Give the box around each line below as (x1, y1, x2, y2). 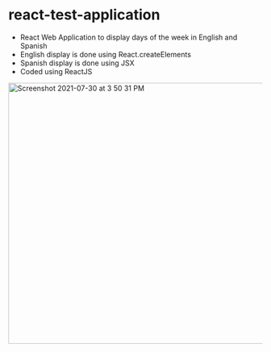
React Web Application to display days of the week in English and (19, 32, 238, 42)
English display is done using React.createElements (19, 49, 192, 59)
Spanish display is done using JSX (19, 58, 135, 68)
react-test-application (8, 6, 161, 24)
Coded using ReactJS (19, 66, 93, 76)
